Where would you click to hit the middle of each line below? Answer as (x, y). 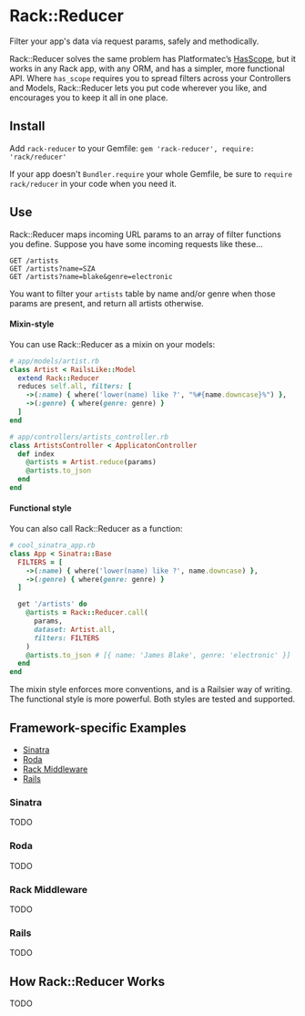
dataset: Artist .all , (75, 629)
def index (36, 454)
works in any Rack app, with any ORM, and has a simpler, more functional (147, 68)
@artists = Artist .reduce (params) (91, 462)
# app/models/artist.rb (55, 361)
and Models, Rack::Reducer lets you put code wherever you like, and (138, 88)
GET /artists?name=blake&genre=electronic (91, 276)
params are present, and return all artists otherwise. (107, 303)
